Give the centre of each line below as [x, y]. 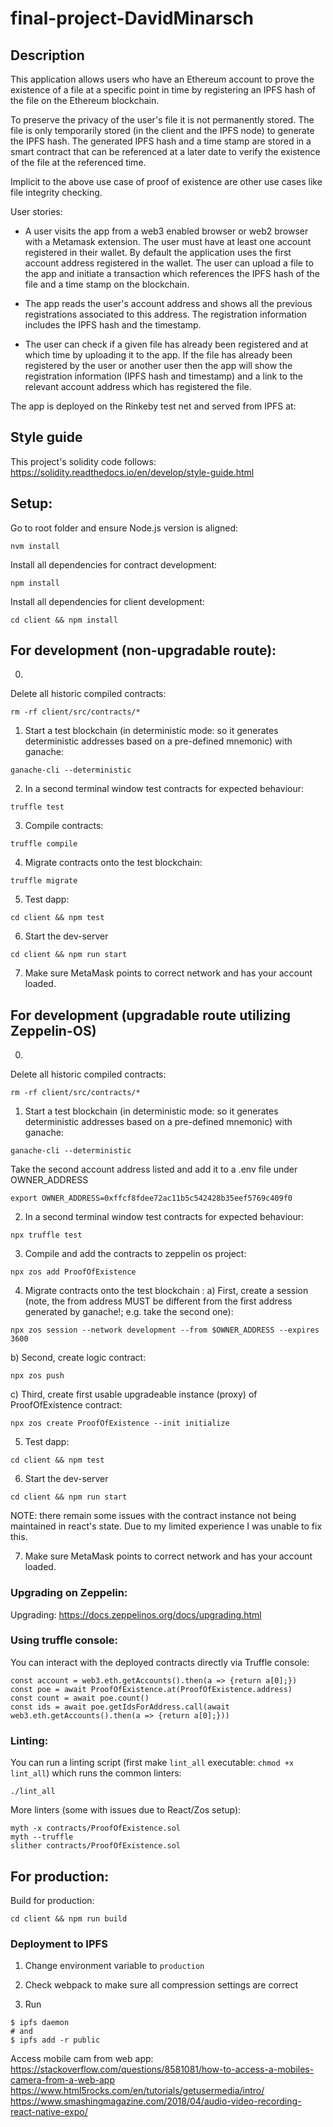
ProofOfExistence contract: [66, 1405]
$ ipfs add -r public [55, 2040]
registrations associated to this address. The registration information [166, 314]
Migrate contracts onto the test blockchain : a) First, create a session [166, 1291]
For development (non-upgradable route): [143, 650]
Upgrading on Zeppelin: [69, 1593]
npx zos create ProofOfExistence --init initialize [120, 1423]
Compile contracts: [64, 826]
